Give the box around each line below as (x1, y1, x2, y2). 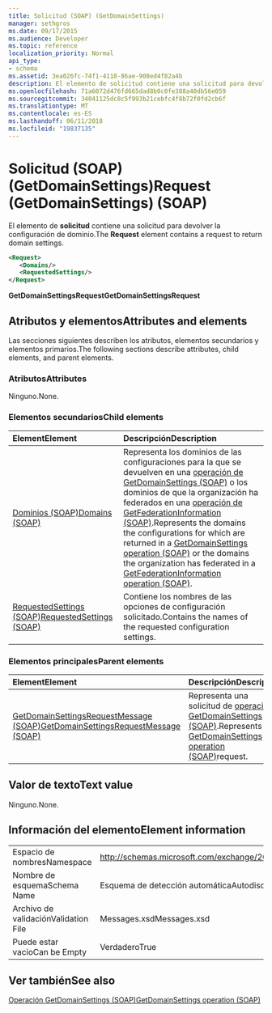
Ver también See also (8, 973, 116, 987)
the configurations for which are (123, 527, 245, 538)
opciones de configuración (123, 600, 226, 612)
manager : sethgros (8, 19, 70, 28)
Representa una (188, 689, 249, 701)
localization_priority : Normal (8, 49, 114, 57)
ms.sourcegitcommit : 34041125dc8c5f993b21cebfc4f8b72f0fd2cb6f (8, 95, 227, 103)
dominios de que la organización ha (123, 486, 259, 498)
